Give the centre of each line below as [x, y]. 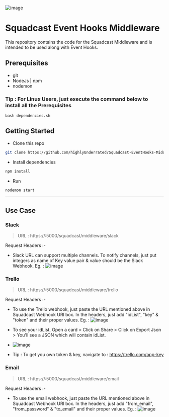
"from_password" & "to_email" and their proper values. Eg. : [74, 409]
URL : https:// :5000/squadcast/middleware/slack [68, 236]
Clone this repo [28, 143]
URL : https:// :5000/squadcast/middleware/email [68, 379]
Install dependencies [34, 162]
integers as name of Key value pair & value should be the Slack [78, 261]
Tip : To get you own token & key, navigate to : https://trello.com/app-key [88, 355]
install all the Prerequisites [38, 105]
